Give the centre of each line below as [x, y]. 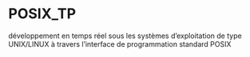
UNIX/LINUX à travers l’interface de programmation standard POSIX [120, 44]
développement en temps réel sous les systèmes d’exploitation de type [125, 36]
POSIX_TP [42, 14]
